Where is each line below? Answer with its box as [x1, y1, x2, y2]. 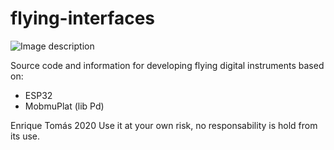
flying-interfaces [10, 7, 155, 30]
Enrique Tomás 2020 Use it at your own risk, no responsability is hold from [10, 119, 318, 131]
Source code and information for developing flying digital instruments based [10, 59, 325, 71]
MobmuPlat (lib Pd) [24, 100, 105, 112]
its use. [10, 130, 41, 142]
